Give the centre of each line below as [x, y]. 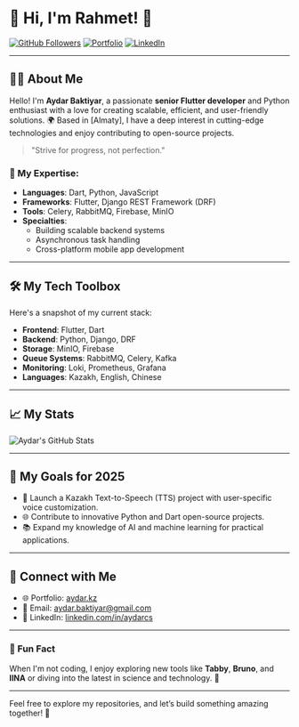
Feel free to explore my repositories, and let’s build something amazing [139, 703]
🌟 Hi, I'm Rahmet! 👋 [81, 18]
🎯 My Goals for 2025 [67, 477]
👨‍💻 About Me [46, 79]
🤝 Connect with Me [63, 576]
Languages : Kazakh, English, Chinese [92, 376]
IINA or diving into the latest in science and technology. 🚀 [114, 678]
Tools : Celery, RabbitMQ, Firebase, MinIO [98, 212]
